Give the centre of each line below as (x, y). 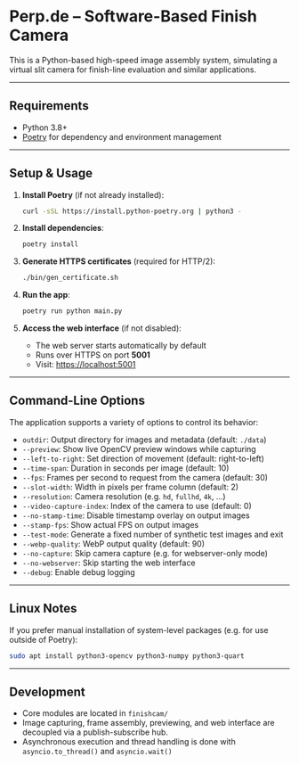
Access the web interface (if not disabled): (102, 328)
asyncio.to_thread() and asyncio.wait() (97, 752)
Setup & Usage (51, 173)
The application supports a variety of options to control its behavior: (134, 422)
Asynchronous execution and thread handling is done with (129, 742)
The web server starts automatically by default (121, 346)
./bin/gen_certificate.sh (70, 278)
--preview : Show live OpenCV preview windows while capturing (139, 448)
